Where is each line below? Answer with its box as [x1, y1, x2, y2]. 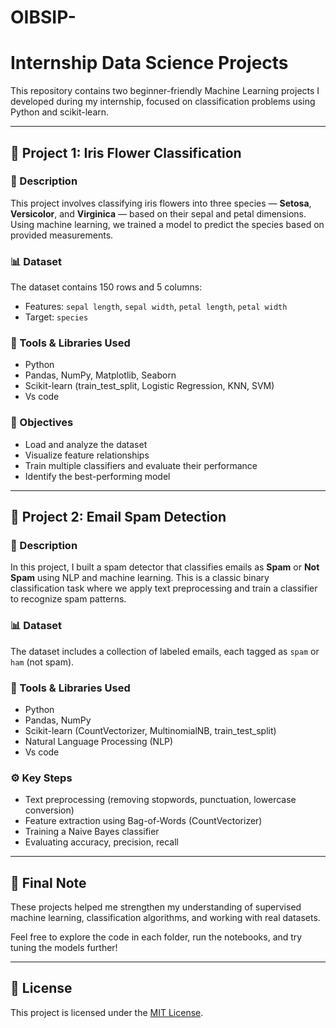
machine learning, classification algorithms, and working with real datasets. [10, 912, 321, 924]
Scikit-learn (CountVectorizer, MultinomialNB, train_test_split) [24, 724, 277, 736]
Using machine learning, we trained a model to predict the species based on [10, 218, 325, 230]
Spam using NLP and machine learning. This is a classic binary [10, 572, 270, 584]
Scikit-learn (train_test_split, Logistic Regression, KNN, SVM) [24, 380, 275, 392]
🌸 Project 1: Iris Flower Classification [10, 144, 242, 161]
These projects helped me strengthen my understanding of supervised [10, 901, 302, 913]
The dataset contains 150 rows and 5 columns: [10, 281, 203, 293]
